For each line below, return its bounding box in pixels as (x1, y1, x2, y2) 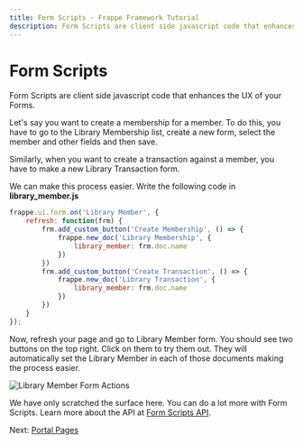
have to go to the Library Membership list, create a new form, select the (9, 127, 276, 138)
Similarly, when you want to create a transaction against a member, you (9, 154, 275, 165)
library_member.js (9, 190, 79, 201)
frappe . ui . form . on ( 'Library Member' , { (9, 208, 160, 217)
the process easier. (9, 362, 81, 373)
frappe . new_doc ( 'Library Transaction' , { (57, 275, 216, 284)
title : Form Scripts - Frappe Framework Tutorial (9, 13, 200, 23)
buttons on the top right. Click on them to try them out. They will (9, 343, 248, 354)
